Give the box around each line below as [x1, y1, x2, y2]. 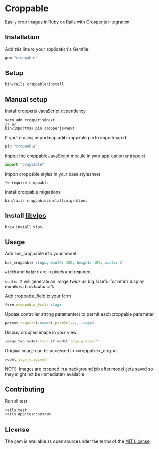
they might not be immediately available [5, 371, 85, 377]
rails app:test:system [5, 412, 51, 417]
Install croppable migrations [5, 189, 61, 195]
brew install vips [5, 224, 42, 229]
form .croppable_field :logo [5, 303, 62, 307]
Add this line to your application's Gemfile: [5, 46, 90, 52]
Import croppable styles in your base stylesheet [5, 171, 101, 177]
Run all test [5, 398, 28, 404]
